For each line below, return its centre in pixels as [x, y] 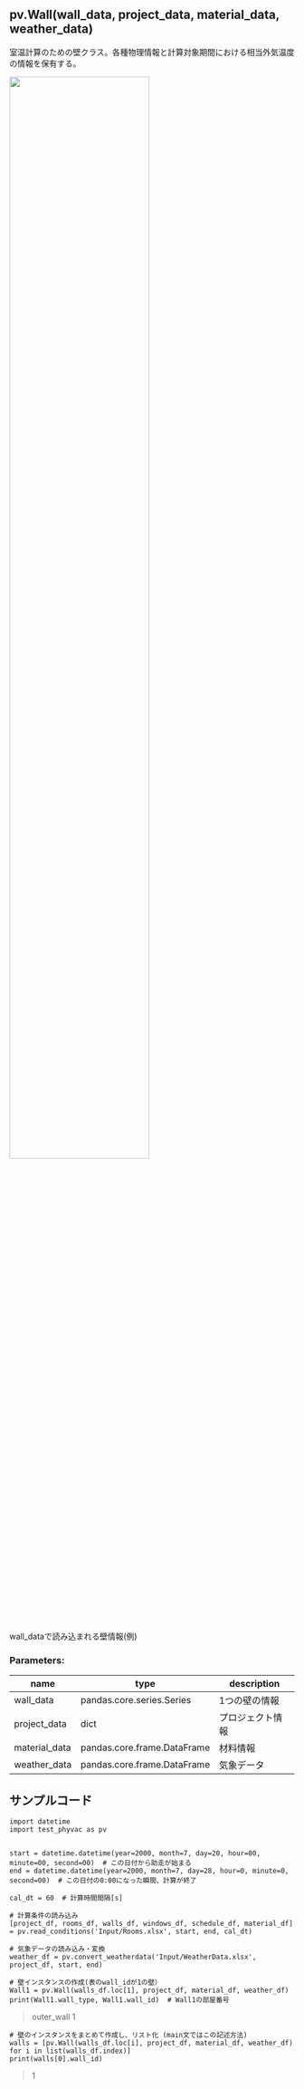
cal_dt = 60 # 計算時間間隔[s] [66, 1898]
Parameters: [37, 1660]
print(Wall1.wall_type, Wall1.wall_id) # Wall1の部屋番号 [119, 2000]
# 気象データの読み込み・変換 [57, 1949]
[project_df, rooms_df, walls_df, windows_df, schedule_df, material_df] [152, 1923]
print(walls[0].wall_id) [56, 2059]
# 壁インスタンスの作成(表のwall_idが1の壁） [85, 1982]
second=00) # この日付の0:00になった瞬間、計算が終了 [103, 1880]
